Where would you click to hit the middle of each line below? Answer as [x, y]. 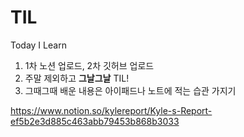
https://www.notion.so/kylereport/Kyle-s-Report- [111, 110]
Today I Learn [38, 45]
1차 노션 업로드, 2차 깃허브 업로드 [89, 65]
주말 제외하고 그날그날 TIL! [77, 78]
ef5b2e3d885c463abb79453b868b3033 [95, 121]
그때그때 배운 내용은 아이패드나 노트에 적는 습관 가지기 [130, 90]
